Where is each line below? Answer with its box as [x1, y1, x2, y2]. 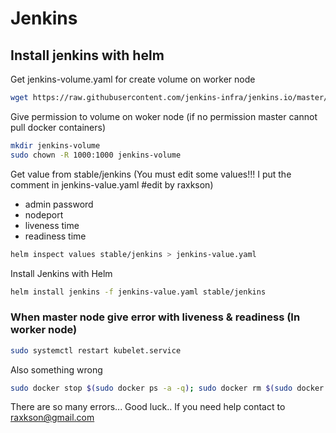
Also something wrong [10, 363, 103, 376]
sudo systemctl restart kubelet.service [10, 345, 182, 356]
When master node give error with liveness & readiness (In [10, 310, 301, 324]
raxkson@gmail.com [10, 412, 95, 424]
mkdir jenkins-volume [10, 140, 101, 151]
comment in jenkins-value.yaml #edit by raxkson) [10, 178, 214, 191]
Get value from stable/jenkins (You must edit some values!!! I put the [10, 168, 292, 180]
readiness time [24, 230, 87, 242]
